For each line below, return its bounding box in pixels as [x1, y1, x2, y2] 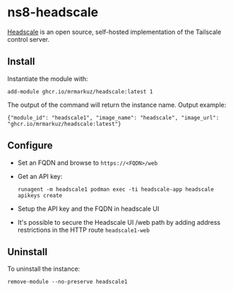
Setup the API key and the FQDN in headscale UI [17, 204, 160, 213]
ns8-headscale [7, 4, 99, 21]
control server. [7, 35, 50, 43]
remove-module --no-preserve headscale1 [7, 279, 129, 286]
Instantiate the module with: [7, 74, 88, 83]
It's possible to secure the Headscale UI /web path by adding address [17, 218, 221, 226]
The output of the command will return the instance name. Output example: [7, 100, 227, 109]
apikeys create [17, 192, 63, 199]
